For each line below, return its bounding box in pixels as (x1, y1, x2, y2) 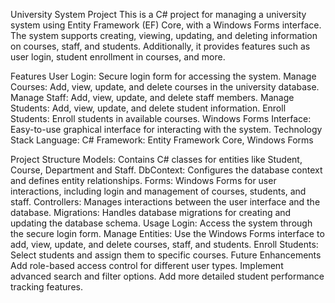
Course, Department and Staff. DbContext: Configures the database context (10, 164, 323, 176)
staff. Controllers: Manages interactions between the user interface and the (10, 196, 321, 208)
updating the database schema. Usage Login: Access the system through (10, 217, 313, 229)
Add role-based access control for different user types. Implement (10, 260, 284, 271)
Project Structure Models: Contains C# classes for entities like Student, (10, 154, 303, 165)
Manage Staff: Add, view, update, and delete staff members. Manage (10, 92, 295, 103)
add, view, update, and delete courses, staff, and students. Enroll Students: (10, 239, 319, 250)
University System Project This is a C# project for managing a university (10, 9, 307, 20)
